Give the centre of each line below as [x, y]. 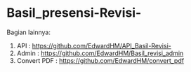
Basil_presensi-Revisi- [74, 13]
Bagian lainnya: [28, 32]
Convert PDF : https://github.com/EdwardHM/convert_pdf [100, 60]
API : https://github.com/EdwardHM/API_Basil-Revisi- [94, 45]
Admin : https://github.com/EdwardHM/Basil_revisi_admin [100, 53]
